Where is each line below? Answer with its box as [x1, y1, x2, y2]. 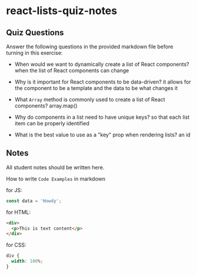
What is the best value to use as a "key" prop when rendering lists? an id [14, 131, 191, 138]
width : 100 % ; [11, 259, 44, 264]
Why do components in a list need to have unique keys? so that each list [14, 113, 190, 120]
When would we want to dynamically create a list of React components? [14, 61, 189, 68]
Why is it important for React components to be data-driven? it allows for [14, 78, 191, 85]
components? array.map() [14, 102, 78, 109]
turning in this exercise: [6, 49, 63, 56]
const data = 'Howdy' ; [6, 198, 62, 204]
